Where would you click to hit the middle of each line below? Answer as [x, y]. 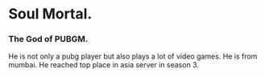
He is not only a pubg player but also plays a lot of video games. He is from [133, 56]
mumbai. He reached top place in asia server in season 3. [104, 65]
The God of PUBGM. [48, 39]
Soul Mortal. [50, 14]
